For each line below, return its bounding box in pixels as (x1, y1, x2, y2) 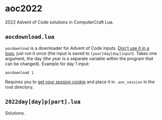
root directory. (5, 84, 34, 90)
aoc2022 (5, 3, 42, 14)
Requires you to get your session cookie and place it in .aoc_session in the (5, 79, 155, 85)
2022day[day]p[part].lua (5, 98, 81, 105)
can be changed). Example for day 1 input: (5, 61, 90, 67)
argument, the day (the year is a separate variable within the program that (5, 55, 154, 61)
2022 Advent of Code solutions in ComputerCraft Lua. (5, 19, 114, 25)
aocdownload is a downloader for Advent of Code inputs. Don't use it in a (5, 45, 150, 51)
